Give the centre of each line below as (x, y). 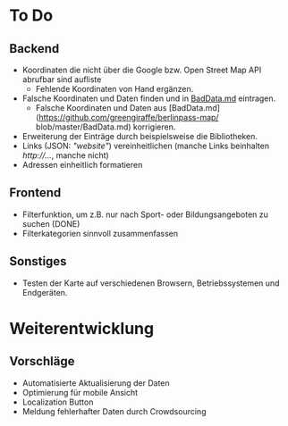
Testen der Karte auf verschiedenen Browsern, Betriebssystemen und (151, 283)
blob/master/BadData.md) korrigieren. (106, 127)
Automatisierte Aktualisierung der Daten (96, 383)
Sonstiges (38, 261)
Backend (34, 49)
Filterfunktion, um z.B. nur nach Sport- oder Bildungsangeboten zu (145, 214)
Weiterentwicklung (82, 328)
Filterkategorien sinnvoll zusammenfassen (100, 233)
